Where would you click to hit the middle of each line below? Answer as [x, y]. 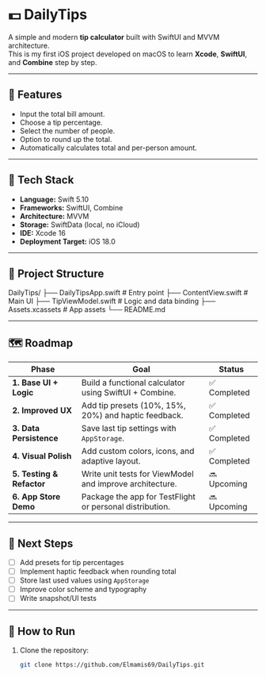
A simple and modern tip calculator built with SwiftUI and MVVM [114, 37]
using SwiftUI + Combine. [129, 393]
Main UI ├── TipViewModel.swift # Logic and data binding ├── [112, 301]
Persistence [35, 438]
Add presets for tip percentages [72, 562]
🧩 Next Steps [41, 543]
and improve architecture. [129, 484]
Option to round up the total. [66, 139]
